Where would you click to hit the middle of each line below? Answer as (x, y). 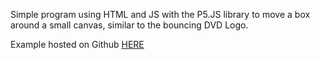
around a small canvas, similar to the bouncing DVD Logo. (129, 25)
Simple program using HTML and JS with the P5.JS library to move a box (160, 14)
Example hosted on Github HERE (77, 44)
